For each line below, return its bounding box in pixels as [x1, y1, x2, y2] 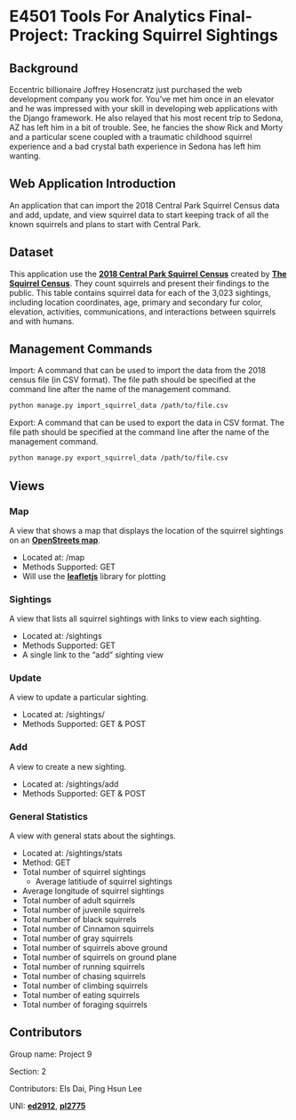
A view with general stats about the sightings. [9, 830, 176, 841]
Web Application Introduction [9, 176, 176, 192]
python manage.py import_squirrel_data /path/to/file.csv [9, 401, 228, 411]
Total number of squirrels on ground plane [21, 952, 178, 963]
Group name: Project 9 [9, 1049, 92, 1059]
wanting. [9, 151, 42, 161]
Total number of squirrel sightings [21, 867, 147, 878]
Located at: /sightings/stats [21, 848, 123, 859]
